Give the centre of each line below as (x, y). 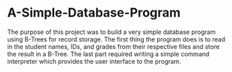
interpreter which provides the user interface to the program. (94, 61)
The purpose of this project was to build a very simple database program (111, 32)
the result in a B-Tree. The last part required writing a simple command (108, 54)
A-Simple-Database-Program (94, 13)
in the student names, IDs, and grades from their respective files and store (114, 46)
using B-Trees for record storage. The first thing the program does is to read (116, 39)
